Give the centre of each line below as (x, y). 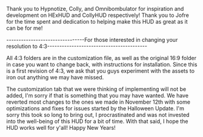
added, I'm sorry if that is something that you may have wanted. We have (98, 95)
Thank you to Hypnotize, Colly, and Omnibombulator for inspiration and (95, 9)
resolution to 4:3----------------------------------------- (77, 46)
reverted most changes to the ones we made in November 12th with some (98, 102)
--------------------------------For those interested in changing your (92, 40)
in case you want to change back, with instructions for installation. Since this (102, 64)
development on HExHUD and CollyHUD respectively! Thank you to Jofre (98, 15)
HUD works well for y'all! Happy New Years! (61, 128)
